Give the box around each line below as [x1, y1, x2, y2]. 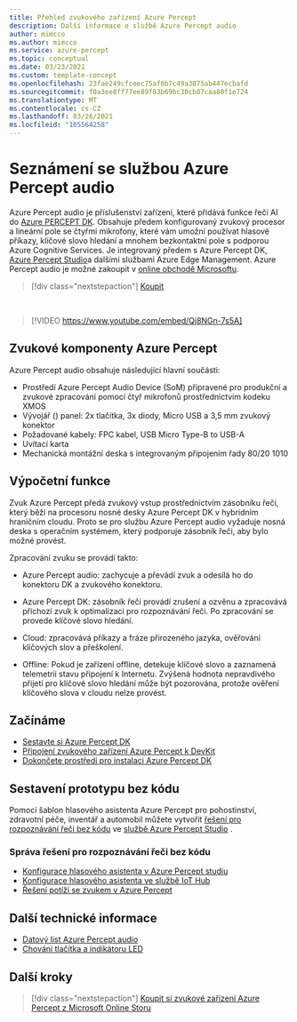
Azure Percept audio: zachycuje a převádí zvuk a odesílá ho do [21, 570, 253, 580]
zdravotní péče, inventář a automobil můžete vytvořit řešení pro [9, 814, 242, 825]
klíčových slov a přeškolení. [21, 642, 124, 652]
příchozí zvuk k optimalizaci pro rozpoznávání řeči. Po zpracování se [21, 605, 274, 616]
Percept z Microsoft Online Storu [30, 1002, 151, 1013]
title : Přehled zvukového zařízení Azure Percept [9, 12, 197, 22]
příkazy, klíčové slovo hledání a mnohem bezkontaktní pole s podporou [9, 235, 269, 245]
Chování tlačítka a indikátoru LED [21, 944, 144, 954]
